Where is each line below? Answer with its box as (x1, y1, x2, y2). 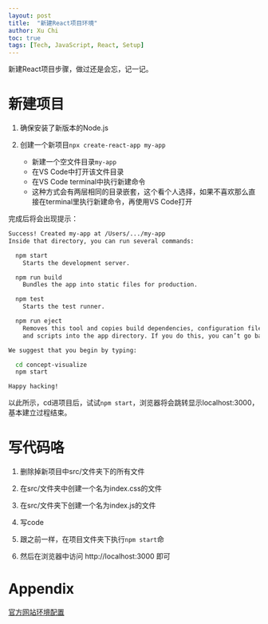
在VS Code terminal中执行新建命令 (31, 177, 146, 187)
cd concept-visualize (15, 361, 88, 369)
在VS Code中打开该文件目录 (31, 167, 124, 176)
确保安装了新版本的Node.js (19, 123, 109, 132)
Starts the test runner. (22, 302, 105, 311)
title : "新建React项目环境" (8, 19, 98, 27)
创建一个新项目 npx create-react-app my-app (19, 140, 166, 150)
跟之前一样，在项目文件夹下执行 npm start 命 (19, 535, 165, 544)
